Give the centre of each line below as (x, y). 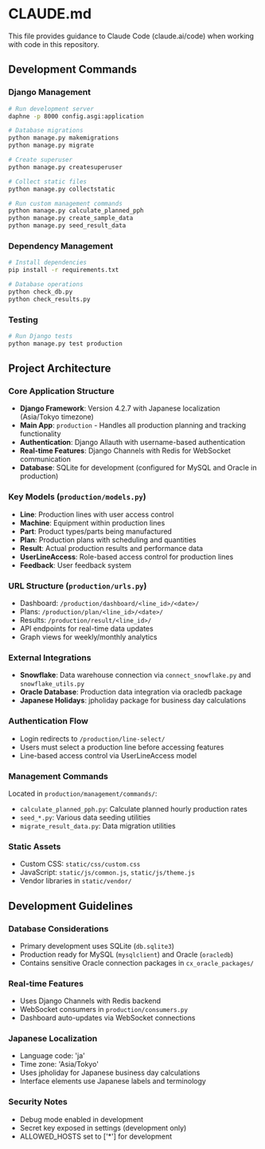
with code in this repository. (54, 44)
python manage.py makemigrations (64, 138)
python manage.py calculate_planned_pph (76, 211)
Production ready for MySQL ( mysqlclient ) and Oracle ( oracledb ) (127, 954)
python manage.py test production (66, 344)
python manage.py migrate (51, 146)
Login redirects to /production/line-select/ (92, 738)
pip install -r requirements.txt (64, 270)
